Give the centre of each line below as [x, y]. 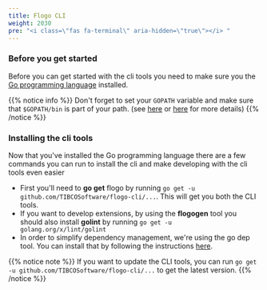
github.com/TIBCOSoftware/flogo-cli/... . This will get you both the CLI [138, 196]
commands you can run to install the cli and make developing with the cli [128, 163]
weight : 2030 [30, 23]
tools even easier [37, 172]
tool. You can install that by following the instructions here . [116, 246]
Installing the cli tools [51, 138]
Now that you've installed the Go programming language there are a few [127, 155]
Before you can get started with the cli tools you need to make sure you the [132, 76]
